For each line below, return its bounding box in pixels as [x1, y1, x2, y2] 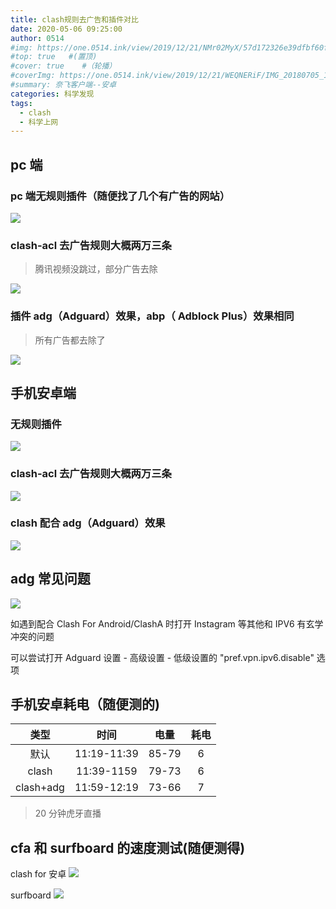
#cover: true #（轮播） [10, 61, 117, 71]
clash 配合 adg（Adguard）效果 [10, 516, 166, 530]
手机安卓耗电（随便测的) [10, 696, 160, 713]
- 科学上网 [19, 117, 59, 127]
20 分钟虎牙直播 [34, 807, 102, 820]
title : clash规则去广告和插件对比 [10, 14, 139, 25]
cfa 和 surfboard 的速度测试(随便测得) [10, 839, 246, 856]
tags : [10, 98, 33, 108]
